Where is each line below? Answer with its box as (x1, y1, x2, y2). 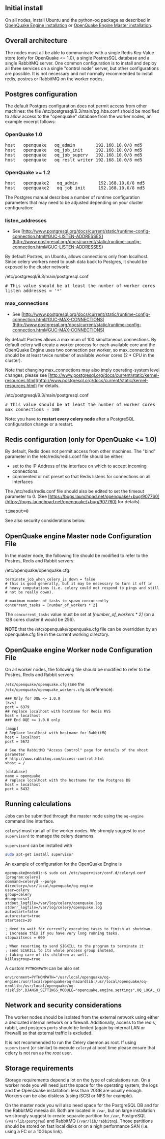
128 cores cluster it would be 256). (5, 617, 75, 622)
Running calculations (5, 800, 71, 808)
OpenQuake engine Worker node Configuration (5, 646, 153, 654)
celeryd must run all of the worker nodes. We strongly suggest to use (5, 827, 146, 834)
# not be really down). (5, 590, 54, 595)
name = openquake (5, 774, 41, 779)
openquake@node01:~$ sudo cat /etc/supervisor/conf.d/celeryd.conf (5, 870, 146, 876)
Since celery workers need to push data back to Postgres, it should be (5, 259, 147, 265)
